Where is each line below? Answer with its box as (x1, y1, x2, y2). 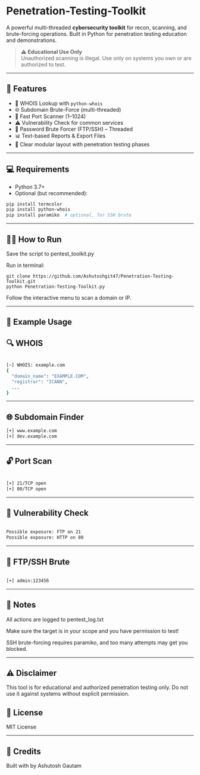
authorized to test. (20, 61, 66, 68)
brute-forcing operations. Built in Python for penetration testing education (6, 30, 187, 37)
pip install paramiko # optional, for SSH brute (6, 212, 132, 219)
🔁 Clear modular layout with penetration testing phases (14, 140, 150, 147)
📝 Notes (6, 600, 36, 610)
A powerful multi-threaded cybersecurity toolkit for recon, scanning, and (6, 24, 187, 31)
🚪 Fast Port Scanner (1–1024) (14, 112, 86, 120)
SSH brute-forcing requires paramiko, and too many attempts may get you (6, 639, 188, 646)
